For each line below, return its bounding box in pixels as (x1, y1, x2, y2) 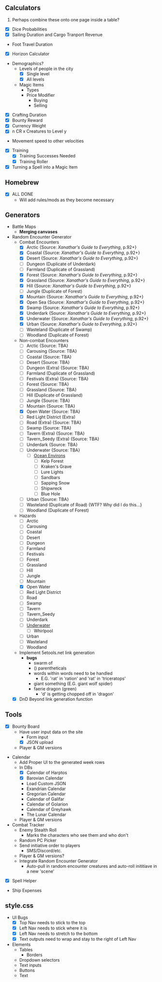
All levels (26, 76, 44, 82)
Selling (33, 103, 47, 108)
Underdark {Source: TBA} (26, 442, 78, 448)
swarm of (33, 660, 53, 666)
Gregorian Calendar (26, 791, 66, 796)
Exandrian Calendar (26, 786, 66, 792)
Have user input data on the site (19, 729, 83, 735)
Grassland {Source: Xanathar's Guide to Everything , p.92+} (26, 277, 145, 283)
